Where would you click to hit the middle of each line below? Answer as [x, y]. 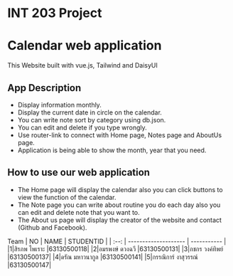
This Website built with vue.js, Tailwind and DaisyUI [82, 65]
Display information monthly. [59, 105]
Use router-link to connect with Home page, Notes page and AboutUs [120, 135]
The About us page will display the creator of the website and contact [120, 220]
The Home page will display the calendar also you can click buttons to [120, 189]
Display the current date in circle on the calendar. [90, 112]
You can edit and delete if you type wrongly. [82, 127]
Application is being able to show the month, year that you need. [112, 150]
